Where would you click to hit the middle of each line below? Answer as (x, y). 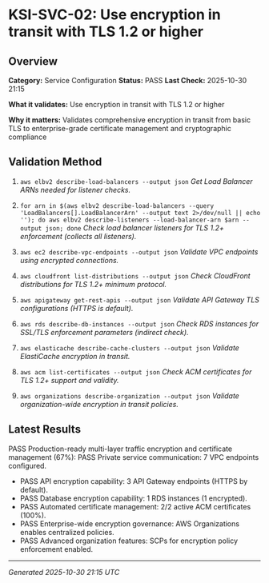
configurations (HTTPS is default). (76, 308)
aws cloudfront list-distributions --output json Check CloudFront (135, 276)
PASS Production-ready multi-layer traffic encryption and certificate (120, 449)
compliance (28, 137)
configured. (27, 465)
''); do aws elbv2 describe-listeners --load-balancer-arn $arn (129, 220)
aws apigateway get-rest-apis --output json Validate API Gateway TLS (140, 299)
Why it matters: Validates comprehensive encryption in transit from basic (129, 120)
